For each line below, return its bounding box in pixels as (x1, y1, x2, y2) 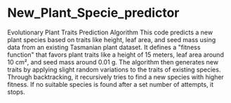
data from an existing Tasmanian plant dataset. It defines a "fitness (7, 43, 201, 51)
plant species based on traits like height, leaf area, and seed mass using (7, 35, 216, 43)
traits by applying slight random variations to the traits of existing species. (7, 65, 221, 74)
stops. (7, 88, 26, 96)
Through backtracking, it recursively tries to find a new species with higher (7, 72, 225, 81)
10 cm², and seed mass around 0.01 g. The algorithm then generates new (7, 57, 219, 66)
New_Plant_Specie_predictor (7, 5, 180, 21)
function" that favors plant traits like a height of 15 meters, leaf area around (7, 50, 225, 59)
